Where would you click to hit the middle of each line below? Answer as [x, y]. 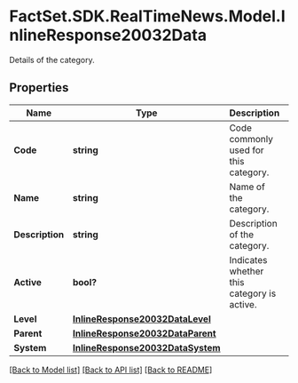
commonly [251, 139]
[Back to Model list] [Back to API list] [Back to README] [111, 370]
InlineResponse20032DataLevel [141, 319]
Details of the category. [52, 60]
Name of [247, 187]
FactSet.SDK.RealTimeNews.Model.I [147, 16]
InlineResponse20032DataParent [144, 333]
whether [247, 271]
